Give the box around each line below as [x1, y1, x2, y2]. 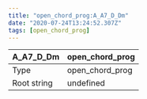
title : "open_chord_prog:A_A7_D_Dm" [8, 11, 129, 20]
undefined [66, 78, 105, 89]
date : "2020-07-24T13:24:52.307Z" [8, 19, 122, 27]
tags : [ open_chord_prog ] [8, 26, 90, 34]
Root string [12, 78, 53, 89]
